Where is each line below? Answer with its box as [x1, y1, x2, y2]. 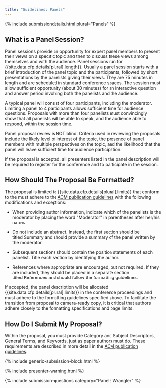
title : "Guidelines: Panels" [5, 7, 65, 12]
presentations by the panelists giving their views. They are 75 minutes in [5, 75, 153, 81]
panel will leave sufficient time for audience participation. [5, 147, 122, 153]
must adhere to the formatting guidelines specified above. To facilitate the [5, 295, 156, 301]
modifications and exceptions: [5, 199, 67, 206]
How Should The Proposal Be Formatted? [5, 175, 135, 184]
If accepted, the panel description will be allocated [5, 284, 109, 290]
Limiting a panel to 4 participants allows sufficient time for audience [5, 105, 144, 111]
